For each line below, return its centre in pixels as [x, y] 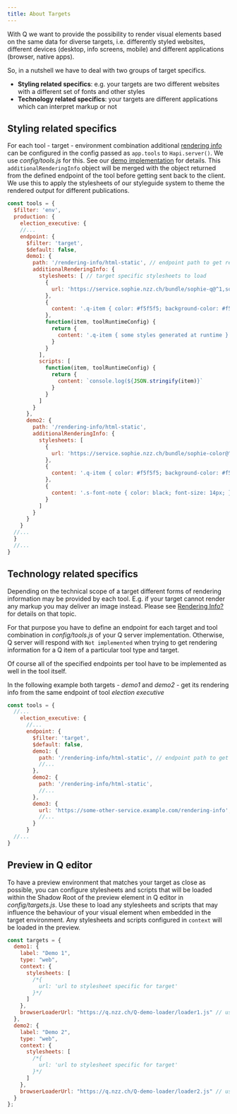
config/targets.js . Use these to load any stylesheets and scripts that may [113, 905]
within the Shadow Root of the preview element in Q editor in [96, 897]
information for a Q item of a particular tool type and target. [93, 650]
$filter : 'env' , [37, 210]
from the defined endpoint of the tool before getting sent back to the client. [116, 176]
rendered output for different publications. [68, 191]
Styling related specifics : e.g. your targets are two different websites [119, 84]
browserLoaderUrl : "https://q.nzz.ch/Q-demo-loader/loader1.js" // [121, 1013]
